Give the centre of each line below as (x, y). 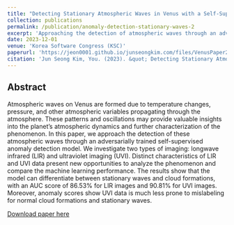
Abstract (27, 87)
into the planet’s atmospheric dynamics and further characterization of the (114, 126)
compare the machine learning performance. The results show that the (109, 171)
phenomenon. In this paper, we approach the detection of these (99, 134)
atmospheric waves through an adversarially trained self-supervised (105, 141)
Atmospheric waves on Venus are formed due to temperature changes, (109, 104)
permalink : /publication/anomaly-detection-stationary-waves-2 (101, 26)
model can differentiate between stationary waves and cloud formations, (111, 178)
